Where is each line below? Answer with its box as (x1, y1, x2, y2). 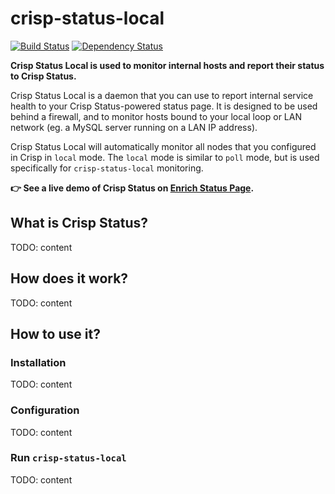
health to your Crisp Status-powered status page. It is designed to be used (10, 100, 318, 112)
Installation (10, 355, 67, 369)
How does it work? (10, 270, 129, 287)
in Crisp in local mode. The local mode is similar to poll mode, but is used (10, 151, 320, 163)
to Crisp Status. (10, 70, 77, 82)
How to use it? (10, 325, 101, 342)
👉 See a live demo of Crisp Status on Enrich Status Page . (10, 182, 255, 194)
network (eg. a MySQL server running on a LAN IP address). (10, 121, 258, 133)
